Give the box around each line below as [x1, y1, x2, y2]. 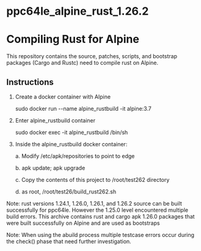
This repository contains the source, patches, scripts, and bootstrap [6, 53, 177, 60]
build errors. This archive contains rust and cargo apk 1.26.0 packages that [6, 212, 195, 220]
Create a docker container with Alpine [15, 93, 111, 100]
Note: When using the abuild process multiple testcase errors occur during [6, 231, 194, 238]
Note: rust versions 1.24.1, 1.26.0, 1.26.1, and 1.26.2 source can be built [6, 200, 182, 207]
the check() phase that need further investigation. [6, 238, 131, 245]
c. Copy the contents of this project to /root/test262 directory [15, 176, 170, 183]
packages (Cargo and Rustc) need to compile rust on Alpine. [6, 59, 159, 67]
